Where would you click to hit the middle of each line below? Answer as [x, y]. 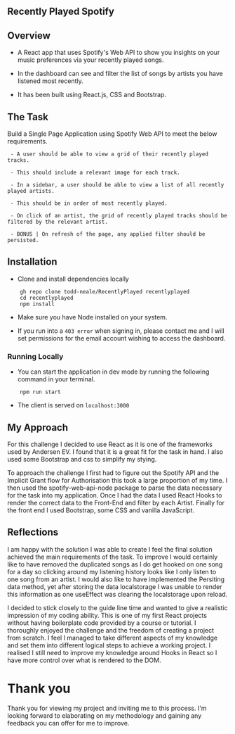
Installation [32, 262]
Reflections [33, 532]
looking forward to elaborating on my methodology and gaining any [105, 715]
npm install [37, 304]
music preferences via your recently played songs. [90, 60]
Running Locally [35, 356]
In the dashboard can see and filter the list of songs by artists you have [120, 74]
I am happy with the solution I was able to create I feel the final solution [110, 549]
